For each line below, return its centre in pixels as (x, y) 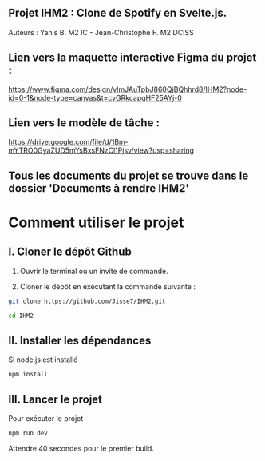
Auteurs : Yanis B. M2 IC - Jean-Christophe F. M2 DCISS (101, 32)
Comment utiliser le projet (96, 223)
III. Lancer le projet (55, 399)
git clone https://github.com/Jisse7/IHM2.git (87, 301)
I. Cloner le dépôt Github (70, 252)
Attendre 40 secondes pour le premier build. (81, 448)
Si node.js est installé (43, 360)
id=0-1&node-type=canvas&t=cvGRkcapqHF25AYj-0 (95, 97)
